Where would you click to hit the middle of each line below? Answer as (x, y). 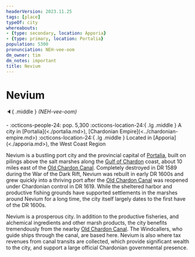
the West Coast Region (78, 144)
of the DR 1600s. (26, 205)
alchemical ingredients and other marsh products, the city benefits (87, 223)
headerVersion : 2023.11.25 (39, 11)
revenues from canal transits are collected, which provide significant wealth (98, 242)
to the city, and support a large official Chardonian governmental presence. (97, 248)
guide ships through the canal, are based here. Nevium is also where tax (93, 235)
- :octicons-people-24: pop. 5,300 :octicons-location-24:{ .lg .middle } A (94, 125)
